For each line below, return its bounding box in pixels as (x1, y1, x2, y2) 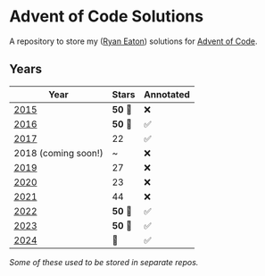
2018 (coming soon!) (13, 146, 104, 159)
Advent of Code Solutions (9, 6, 203, 27)
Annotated (144, 88, 190, 100)
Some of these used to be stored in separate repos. (9, 256, 199, 267)
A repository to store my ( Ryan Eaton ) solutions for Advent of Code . (9, 36, 258, 46)
